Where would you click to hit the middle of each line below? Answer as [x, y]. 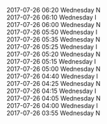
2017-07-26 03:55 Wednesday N [53, 113]
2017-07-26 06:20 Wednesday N [54, 10]
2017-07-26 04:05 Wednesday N [54, 98]
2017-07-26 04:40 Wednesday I [52, 76]
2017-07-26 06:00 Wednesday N [54, 25]
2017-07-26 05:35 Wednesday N [53, 39]
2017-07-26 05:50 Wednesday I [52, 32]
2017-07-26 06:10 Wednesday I [51, 17]
